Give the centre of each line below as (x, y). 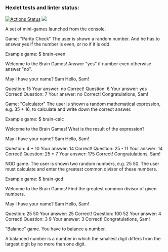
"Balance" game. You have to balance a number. (56, 229)
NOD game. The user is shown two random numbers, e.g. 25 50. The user (82, 164)
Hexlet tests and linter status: (42, 8)
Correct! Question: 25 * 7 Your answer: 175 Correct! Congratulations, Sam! (83, 154)
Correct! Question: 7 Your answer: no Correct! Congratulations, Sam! (77, 94)
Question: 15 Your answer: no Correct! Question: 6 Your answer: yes (76, 89)
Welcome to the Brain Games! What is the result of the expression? (75, 129)
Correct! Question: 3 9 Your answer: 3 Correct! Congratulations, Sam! (78, 219)
